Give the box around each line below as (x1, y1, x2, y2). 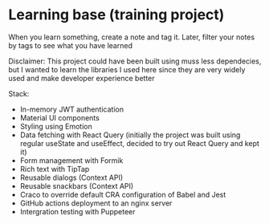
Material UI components (19, 112, 100, 122)
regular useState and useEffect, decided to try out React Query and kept (19, 138, 259, 148)
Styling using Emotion (19, 121, 92, 131)
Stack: (8, 88, 30, 98)
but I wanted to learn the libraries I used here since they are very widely (8, 64, 246, 74)
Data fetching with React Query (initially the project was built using (19, 130, 241, 140)
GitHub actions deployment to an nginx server (19, 198, 173, 208)
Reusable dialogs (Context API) (19, 173, 124, 182)
